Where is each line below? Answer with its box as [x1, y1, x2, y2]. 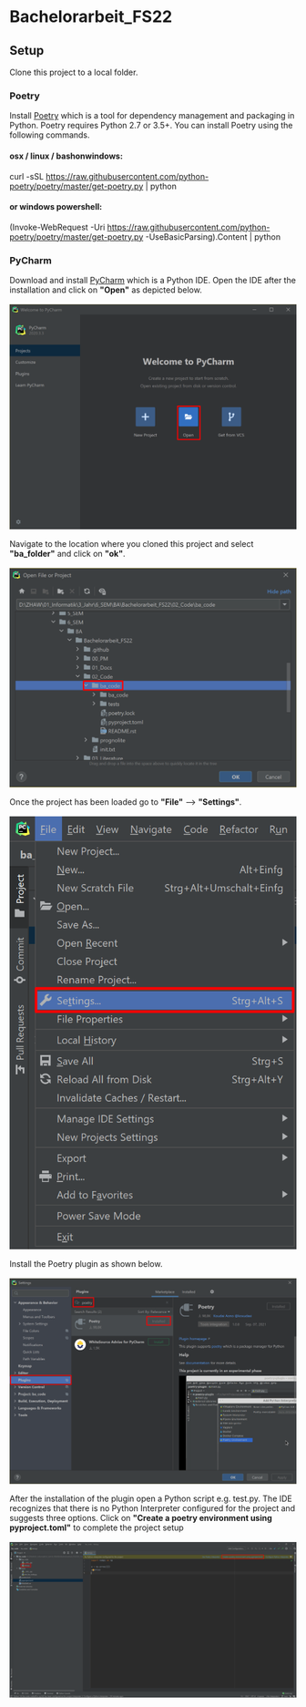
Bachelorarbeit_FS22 [9, 6, 173, 27]
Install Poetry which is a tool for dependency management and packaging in [9, 110, 295, 121]
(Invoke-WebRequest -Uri [9, 221, 106, 232]
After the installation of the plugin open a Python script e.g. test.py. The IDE [9, 1493, 293, 1504]
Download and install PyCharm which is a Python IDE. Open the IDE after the [9, 275, 296, 285]
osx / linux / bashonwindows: [9, 150, 123, 161]
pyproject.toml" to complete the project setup [9, 1522, 184, 1533]
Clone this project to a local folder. [9, 67, 138, 77]
